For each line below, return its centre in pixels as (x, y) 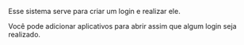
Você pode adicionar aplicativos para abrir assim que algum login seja (122, 26)
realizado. (25, 35)
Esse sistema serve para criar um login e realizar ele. (94, 11)
